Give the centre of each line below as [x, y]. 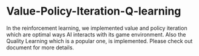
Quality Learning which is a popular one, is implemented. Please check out [99, 41]
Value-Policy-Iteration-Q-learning [94, 11]
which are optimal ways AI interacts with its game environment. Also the [96, 34]
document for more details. [40, 47]
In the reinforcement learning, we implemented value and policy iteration [97, 28]
